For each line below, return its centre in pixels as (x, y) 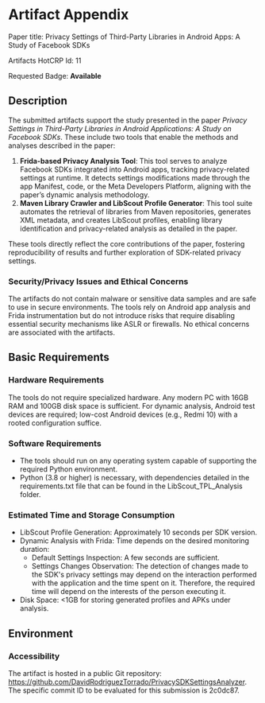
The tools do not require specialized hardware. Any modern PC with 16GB (128, 397)
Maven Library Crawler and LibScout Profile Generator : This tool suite (136, 203)
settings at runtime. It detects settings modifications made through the (134, 177)
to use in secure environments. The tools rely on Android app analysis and (130, 307)
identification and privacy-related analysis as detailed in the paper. (129, 228)
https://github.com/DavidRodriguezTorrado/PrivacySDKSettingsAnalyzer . (128, 682)
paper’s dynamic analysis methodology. (84, 194)
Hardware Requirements (56, 380)
